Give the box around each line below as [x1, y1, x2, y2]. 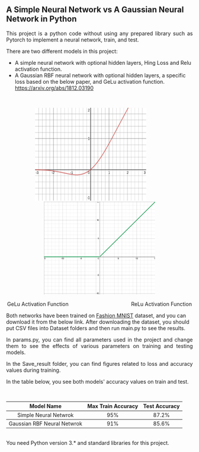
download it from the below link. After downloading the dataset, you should [6, 318, 190, 325]
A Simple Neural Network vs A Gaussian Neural [6, 5, 184, 15]
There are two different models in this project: [6, 48, 118, 55]
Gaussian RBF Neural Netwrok [8, 420, 83, 427]
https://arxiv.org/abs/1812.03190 [14, 84, 94, 91]
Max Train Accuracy [87, 403, 139, 410]
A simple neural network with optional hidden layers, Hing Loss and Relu [14, 59, 191, 66]
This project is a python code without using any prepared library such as [6, 30, 193, 37]
